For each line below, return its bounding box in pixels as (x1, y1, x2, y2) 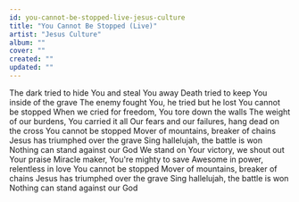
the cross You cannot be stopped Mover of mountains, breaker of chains (9, 125, 277, 136)
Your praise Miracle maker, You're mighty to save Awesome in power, (9, 154, 264, 164)
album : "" (9, 38, 46, 47)
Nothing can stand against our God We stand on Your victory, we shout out (9, 144, 285, 155)
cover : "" (9, 46, 46, 55)
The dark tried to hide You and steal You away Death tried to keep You (9, 87, 268, 98)
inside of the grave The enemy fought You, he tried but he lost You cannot (9, 97, 281, 107)
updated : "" (9, 63, 54, 72)
